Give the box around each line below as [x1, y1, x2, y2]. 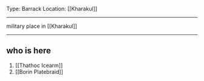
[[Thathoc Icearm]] [15, 62, 63, 69]
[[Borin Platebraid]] [15, 68, 64, 75]
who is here [6, 45, 52, 56]
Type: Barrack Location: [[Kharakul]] [6, 5, 98, 12]
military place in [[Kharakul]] [6, 22, 78, 30]
